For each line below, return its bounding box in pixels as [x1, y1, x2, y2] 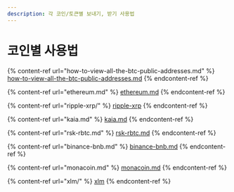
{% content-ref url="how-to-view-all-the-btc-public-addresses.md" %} [7, 66, 216, 75]
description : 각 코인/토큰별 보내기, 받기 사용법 [7, 10, 135, 18]
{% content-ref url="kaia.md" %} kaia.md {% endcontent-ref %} [7, 115, 194, 123]
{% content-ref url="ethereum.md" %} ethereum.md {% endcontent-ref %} [7, 87, 226, 96]
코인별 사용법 [7, 43, 79, 58]
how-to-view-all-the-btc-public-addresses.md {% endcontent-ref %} [7, 74, 209, 82]
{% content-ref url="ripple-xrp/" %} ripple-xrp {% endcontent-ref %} [7, 101, 208, 110]
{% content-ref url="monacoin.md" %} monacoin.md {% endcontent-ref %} [7, 163, 227, 172]
